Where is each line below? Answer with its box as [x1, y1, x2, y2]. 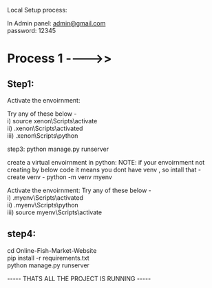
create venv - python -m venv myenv [7, 173, 112, 181]
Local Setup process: [7, 6, 67, 14]
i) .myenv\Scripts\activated [7, 194, 84, 202]
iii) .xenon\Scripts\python [7, 132, 78, 140]
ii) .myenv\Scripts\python [7, 201, 79, 209]
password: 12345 [7, 27, 56, 34]
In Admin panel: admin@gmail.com [7, 19, 106, 27]
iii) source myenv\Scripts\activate [7, 208, 102, 216]
